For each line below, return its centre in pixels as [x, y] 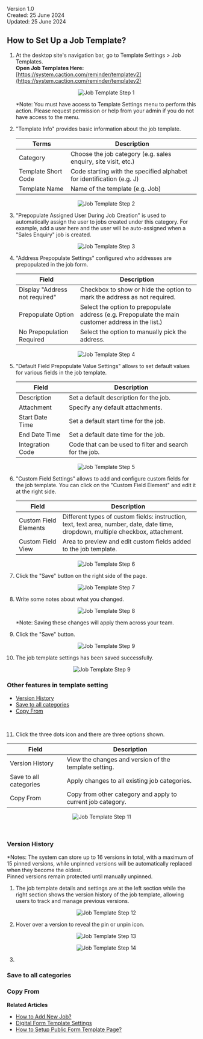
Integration [34, 444]
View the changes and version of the [118, 760]
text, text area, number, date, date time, [118, 524]
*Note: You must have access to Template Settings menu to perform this [106, 104]
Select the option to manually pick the [133, 332]
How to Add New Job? [43, 1016]
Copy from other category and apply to [122, 794]
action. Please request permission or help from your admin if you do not [105, 111]
